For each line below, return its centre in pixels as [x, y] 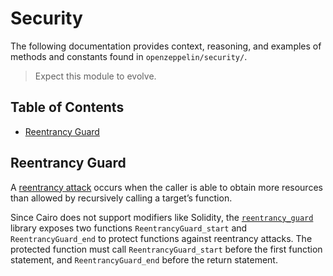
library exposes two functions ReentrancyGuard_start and [129, 228]
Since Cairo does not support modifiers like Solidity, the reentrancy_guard [162, 217]
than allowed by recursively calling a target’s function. [121, 198]
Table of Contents [67, 107]
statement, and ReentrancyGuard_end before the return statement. [144, 259]
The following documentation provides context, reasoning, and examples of [166, 46]
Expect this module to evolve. [95, 76]
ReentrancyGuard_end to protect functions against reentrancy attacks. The [161, 238]
